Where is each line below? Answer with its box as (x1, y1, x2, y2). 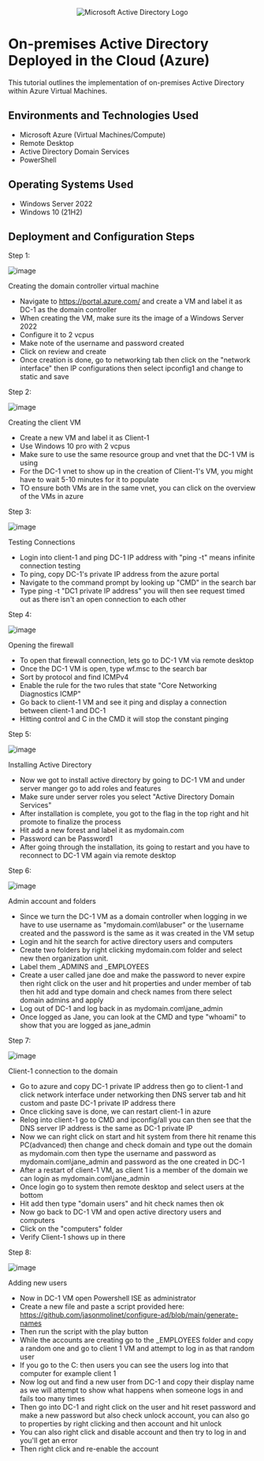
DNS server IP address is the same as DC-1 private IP (19, 1124, 193, 1133)
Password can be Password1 (19, 834, 113, 843)
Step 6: (8, 866, 32, 875)
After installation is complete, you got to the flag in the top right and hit (19, 809, 250, 819)
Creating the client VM (8, 418, 81, 427)
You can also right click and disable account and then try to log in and (19, 1427, 247, 1437)
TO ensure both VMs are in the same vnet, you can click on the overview (19, 483, 256, 493)
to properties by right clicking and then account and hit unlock (19, 1419, 222, 1429)
